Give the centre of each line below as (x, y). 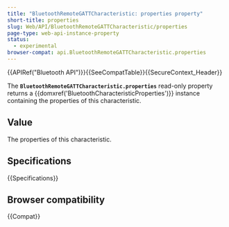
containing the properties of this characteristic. (74, 100)
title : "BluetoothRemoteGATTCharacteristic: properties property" (105, 14)
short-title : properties (43, 20)
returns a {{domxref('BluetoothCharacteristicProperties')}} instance (103, 93)
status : (18, 40)
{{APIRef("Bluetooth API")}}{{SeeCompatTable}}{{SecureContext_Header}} (115, 72)
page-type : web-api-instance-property (63, 33)
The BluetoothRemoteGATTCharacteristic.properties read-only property (110, 86)
